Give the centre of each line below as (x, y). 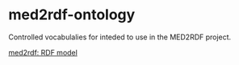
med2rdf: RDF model (43, 52)
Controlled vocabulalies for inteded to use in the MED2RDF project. (120, 37)
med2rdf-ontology (72, 15)
